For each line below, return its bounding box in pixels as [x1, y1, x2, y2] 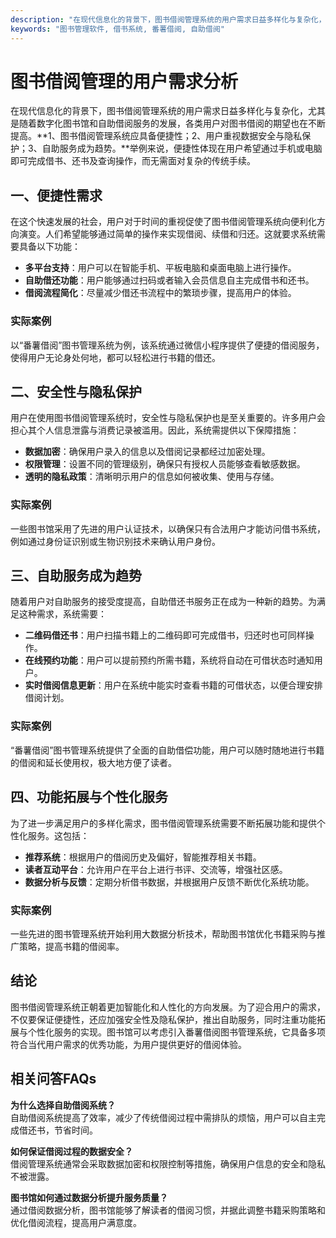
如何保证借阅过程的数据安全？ [10, 1145, 133, 1157]
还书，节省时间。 [27, 1124, 98, 1136]
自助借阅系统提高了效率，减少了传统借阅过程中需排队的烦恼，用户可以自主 [10, 1111, 317, 1123]
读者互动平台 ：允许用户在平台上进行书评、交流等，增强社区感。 [24, 863, 288, 875]
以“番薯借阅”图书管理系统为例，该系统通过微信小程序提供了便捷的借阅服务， [10, 339, 325, 351]
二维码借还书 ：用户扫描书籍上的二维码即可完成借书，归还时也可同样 [24, 629, 306, 641]
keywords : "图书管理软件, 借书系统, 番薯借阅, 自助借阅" [10, 24, 225, 34]
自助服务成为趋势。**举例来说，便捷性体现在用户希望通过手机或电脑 [41, 142, 323, 155]
